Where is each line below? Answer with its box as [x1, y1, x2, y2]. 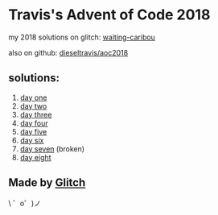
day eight [19, 152, 51, 162]
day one [19, 93, 47, 102]
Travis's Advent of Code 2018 [8, 6, 211, 24]
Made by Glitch [8, 176, 86, 190]
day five [19, 126, 47, 136]
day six [19, 135, 44, 145]
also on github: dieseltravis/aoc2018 [8, 48, 129, 57]
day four [19, 118, 48, 128]
